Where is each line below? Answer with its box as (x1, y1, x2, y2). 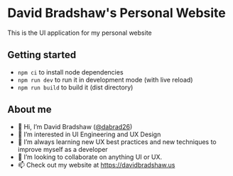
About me (7, 104, 52, 116)
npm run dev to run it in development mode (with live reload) (17, 75, 193, 84)
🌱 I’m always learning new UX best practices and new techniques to (17, 137, 217, 146)
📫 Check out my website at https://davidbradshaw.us (17, 160, 175, 169)
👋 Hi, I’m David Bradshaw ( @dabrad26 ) (17, 122, 133, 131)
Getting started (7, 49, 77, 61)
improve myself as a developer (17, 145, 108, 153)
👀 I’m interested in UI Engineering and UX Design (17, 130, 161, 138)
